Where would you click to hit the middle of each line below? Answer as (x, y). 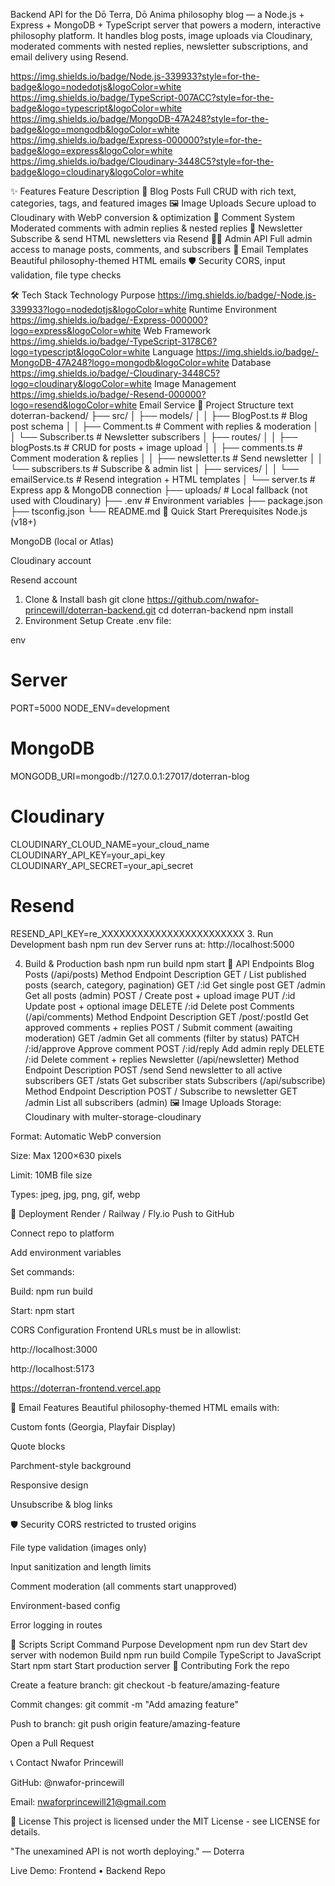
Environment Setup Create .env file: (98, 620)
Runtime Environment (233, 309)
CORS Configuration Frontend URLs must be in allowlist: (126, 1330)
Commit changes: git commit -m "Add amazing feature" (124, 1704)
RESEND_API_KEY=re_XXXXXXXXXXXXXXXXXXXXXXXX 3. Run (142, 933)
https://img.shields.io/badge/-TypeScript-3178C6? (114, 341)
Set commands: (42, 1271)
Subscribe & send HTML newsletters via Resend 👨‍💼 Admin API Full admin (161, 238)
